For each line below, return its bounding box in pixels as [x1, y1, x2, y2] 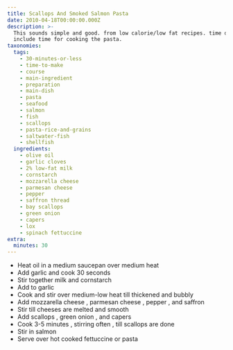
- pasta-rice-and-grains [19, 126, 92, 133]
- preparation [19, 81, 60, 88]
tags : [13, 49, 30, 56]
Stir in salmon [17, 327, 57, 336]
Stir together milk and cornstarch [17, 276, 112, 284]
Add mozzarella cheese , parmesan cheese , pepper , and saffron [17, 298, 205, 306]
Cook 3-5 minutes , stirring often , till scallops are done [17, 320, 175, 329]
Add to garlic [17, 283, 55, 292]
